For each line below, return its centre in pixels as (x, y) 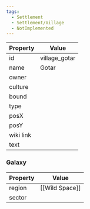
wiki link (20, 135)
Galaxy (16, 162)
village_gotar (58, 58)
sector (18, 197)
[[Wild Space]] (61, 188)
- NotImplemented (33, 28)
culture (19, 87)
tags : (13, 12)
